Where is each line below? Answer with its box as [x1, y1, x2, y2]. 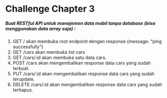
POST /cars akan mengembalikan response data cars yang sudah [12, 60, 151, 66]
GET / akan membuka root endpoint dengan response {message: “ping [12, 39, 162, 45]
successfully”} [12, 44, 43, 50]
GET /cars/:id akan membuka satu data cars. [12, 54, 107, 61]
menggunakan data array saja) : [5, 25, 76, 31]
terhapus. [12, 87, 33, 93]
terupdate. [12, 76, 35, 82]
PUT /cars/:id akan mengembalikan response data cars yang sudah [12, 71, 155, 77]
